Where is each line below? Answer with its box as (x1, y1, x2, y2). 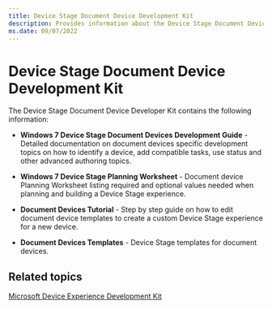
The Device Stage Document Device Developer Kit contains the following (8, 106, 253, 116)
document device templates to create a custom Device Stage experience (19, 213, 263, 223)
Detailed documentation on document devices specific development (19, 139, 249, 148)
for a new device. (19, 222, 79, 232)
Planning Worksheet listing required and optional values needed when (19, 180, 254, 191)
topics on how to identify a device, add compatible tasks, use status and (19, 148, 261, 157)
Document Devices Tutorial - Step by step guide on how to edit (19, 204, 233, 215)
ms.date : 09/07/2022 (8, 27, 79, 35)
